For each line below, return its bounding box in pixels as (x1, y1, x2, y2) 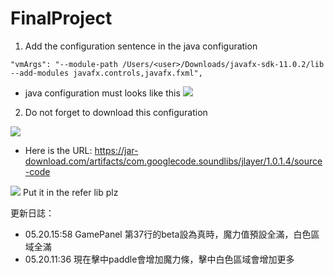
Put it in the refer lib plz (22, 186, 119, 198)
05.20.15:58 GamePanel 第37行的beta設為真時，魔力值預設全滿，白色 (24, 228, 312, 240)
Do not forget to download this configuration (24, 106, 208, 118)
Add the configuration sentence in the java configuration (24, 40, 258, 52)
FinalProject (10, 7, 113, 30)
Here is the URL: (24, 144, 93, 156)
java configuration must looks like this (24, 87, 181, 99)
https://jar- (94, 144, 139, 156)
